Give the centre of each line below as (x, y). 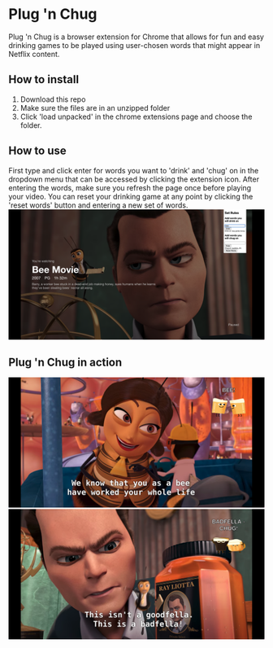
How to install (44, 79)
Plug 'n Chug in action (65, 362)
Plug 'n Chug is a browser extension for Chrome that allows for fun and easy (136, 37)
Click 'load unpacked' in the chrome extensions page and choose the (136, 116)
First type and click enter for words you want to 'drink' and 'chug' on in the (134, 170)
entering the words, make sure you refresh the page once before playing (130, 187)
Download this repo (53, 99)
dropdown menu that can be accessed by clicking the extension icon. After (134, 179)
